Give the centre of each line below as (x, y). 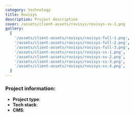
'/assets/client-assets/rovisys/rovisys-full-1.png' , (72, 38)
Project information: (30, 88)
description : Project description (42, 19)
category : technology (28, 10)
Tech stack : (25, 105)
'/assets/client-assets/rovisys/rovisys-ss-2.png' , (70, 57)
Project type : (26, 99)
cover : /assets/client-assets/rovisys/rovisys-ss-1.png (65, 24)
